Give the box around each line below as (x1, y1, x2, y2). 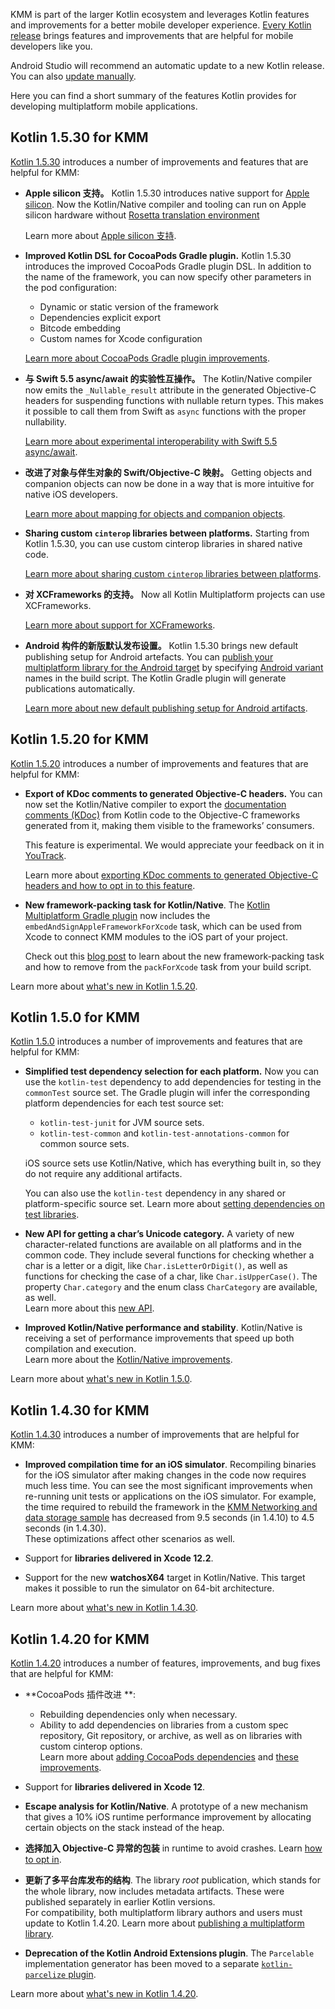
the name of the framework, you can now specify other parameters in (24, 270, 312, 283)
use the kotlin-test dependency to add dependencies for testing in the (24, 1076, 322, 1088)
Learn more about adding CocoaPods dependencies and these (39, 1751, 300, 1763)
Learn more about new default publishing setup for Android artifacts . (24, 702, 308, 714)
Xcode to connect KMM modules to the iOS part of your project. (24, 930, 288, 943)
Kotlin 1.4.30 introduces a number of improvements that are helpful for (10, 1429, 300, 1441)
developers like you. (10, 40, 93, 52)
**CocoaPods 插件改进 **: (24, 1689, 137, 1701)
